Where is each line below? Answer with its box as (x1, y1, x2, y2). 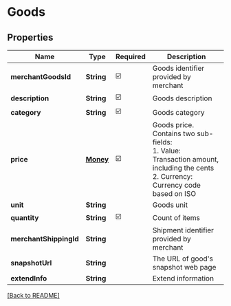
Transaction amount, (152, 155, 219, 164)
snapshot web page (152, 263, 217, 272)
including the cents (152, 163, 214, 173)
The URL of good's (152, 254, 214, 263)
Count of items (152, 212, 201, 222)
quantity (10, 212, 39, 222)
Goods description (152, 94, 212, 103)
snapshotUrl (10, 259, 52, 267)
